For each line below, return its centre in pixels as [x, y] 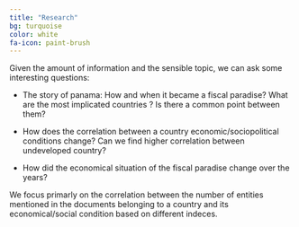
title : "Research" [44, 17]
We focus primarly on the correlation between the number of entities [136, 195]
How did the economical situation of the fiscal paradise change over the [156, 168]
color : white [34, 34]
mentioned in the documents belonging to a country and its [119, 205]
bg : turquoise [36, 26]
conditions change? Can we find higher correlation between [133, 141]
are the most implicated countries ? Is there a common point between [151, 105]
